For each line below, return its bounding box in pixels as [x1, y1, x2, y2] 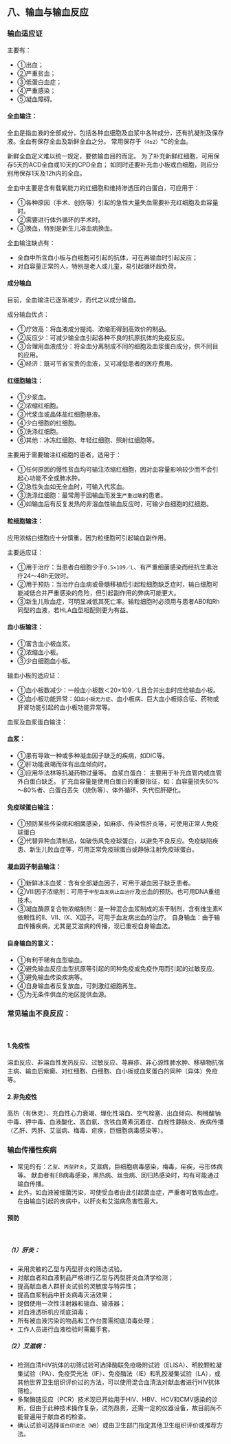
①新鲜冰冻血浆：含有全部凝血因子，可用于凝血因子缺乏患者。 [16, 879, 195, 887]
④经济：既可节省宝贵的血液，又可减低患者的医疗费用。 [16, 359, 177, 368]
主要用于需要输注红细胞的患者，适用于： [7, 450, 122, 459]
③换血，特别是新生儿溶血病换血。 [16, 224, 117, 232]
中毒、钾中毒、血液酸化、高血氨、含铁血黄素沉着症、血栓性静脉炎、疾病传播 [7, 1118, 224, 1126]
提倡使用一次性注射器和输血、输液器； [16, 1299, 126, 1307]
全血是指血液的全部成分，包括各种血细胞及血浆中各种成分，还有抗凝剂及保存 [7, 128, 224, 136]
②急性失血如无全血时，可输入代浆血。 [16, 483, 129, 491]
